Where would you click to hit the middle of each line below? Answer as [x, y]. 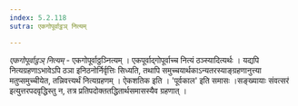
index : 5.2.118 [38, 18]
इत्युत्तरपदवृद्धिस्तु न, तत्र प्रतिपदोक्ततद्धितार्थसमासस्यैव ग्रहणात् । [99, 91]
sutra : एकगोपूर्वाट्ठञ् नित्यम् [48, 26]
